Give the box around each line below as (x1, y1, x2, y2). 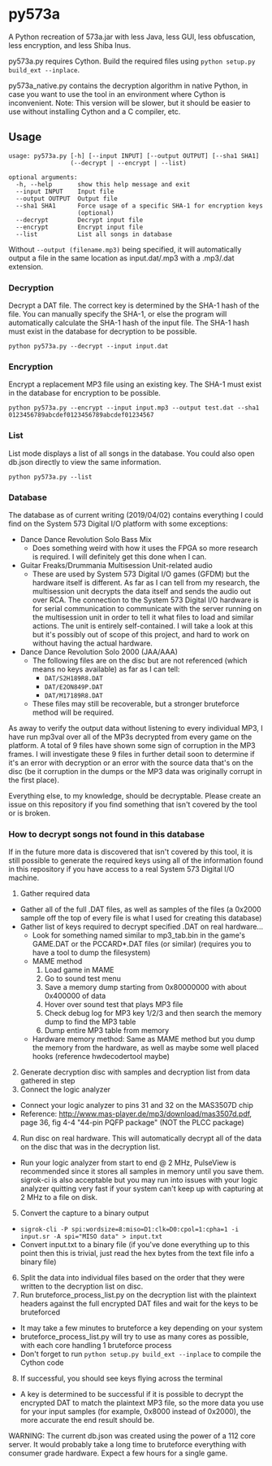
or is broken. (8, 807, 51, 818)
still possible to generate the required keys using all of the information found (8, 856, 264, 865)
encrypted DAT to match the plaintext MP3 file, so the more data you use (19, 1398, 264, 1408)
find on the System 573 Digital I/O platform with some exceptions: (8, 519, 228, 528)
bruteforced (19, 1307, 61, 1317)
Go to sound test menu (44, 974, 122, 983)
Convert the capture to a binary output (19, 1208, 149, 1218)
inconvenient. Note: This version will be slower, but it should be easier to (8, 98, 251, 107)
